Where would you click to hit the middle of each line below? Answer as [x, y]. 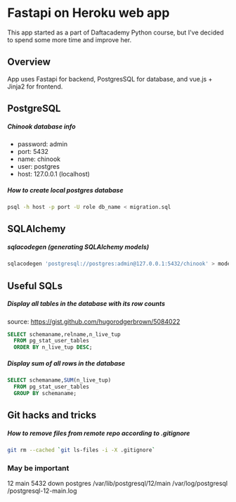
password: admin [42, 144]
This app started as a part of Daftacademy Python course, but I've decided [116, 32]
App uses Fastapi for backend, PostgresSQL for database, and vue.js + [110, 79]
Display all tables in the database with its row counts [86, 304]
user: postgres [38, 167]
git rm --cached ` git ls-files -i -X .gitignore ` [81, 450]
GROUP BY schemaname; [45, 393]
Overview [29, 62]
